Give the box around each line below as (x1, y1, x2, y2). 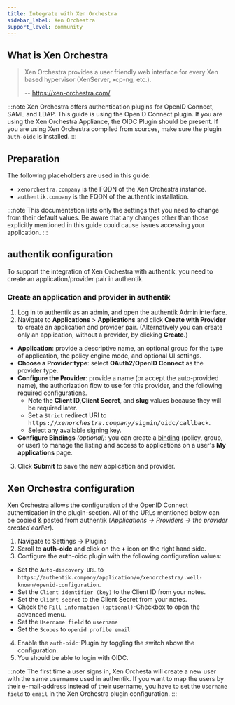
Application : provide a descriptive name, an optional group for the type (17, 344, 224, 353)
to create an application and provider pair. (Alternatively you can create (17, 323, 223, 332)
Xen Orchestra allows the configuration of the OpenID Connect (7, 501, 188, 509)
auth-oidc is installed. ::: (7, 133, 77, 141)
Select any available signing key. (27, 426, 122, 435)
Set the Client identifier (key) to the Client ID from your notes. (17, 587, 206, 596)
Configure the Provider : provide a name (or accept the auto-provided (17, 374, 219, 382)
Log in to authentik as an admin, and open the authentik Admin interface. (17, 308, 227, 316)
